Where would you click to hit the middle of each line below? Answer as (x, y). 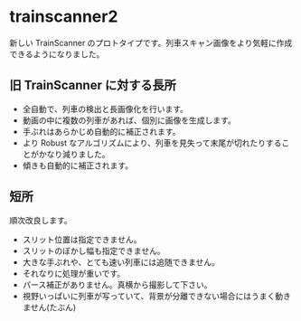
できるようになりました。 (57, 54)
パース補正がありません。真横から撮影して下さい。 (117, 284)
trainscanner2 (64, 17)
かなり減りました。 (74, 154)
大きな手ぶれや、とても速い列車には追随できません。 (121, 262)
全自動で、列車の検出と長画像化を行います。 (105, 109)
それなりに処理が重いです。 (73, 273)
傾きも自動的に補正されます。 (78, 165)
